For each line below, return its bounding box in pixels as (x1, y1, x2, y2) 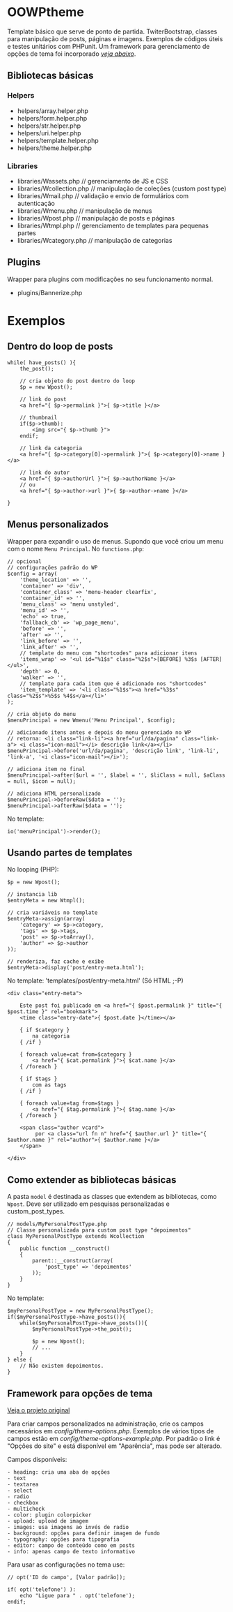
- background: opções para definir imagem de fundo (7, 1530, 160, 1537)
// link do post (19, 396, 67, 403)
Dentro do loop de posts (7, 341, 113, 352)
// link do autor (19, 469, 70, 476)
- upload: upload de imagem (7, 1517, 89, 1525)
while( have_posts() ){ (7, 359, 77, 366)
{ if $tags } (19, 1075, 58, 1082)
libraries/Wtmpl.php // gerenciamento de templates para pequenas (17, 221, 209, 230)
